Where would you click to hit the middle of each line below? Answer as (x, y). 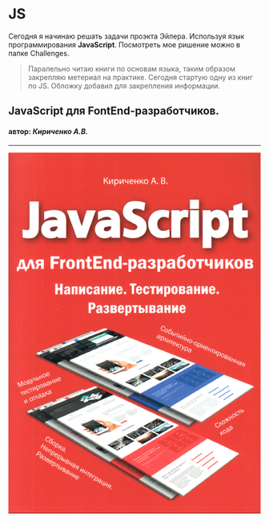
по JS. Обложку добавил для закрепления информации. (124, 86)
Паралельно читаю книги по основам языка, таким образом (132, 68)
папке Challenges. (39, 53)
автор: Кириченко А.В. (48, 131)
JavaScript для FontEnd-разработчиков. (114, 111)
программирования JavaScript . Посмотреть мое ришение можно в (124, 44)
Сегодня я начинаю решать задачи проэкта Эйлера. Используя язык (126, 36)
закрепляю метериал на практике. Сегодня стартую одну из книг (141, 77)
